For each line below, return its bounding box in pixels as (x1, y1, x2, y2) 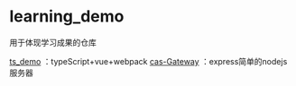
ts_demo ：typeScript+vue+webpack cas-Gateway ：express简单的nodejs (9, 56, 288, 66)
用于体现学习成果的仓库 (9, 37, 97, 47)
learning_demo (9, 6, 125, 27)
